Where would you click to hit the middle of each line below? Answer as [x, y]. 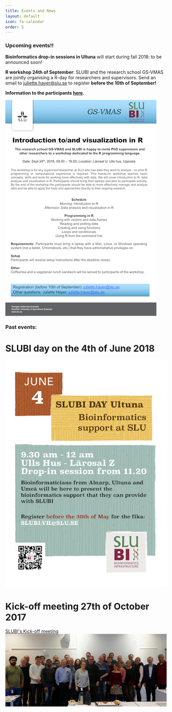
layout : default [23, 16]
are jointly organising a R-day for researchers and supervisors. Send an [81, 77]
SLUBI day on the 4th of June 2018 [80, 348]
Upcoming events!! [29, 46]
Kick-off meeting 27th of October [77, 606]
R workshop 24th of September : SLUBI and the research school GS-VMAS [84, 72]
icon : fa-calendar [25, 21]
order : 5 [15, 27]
